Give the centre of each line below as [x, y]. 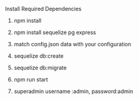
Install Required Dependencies [43, 9]
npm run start [31, 79]
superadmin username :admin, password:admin [73, 91]
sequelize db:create [39, 56]
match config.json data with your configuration [72, 44]
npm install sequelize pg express [55, 32]
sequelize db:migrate [40, 68]
